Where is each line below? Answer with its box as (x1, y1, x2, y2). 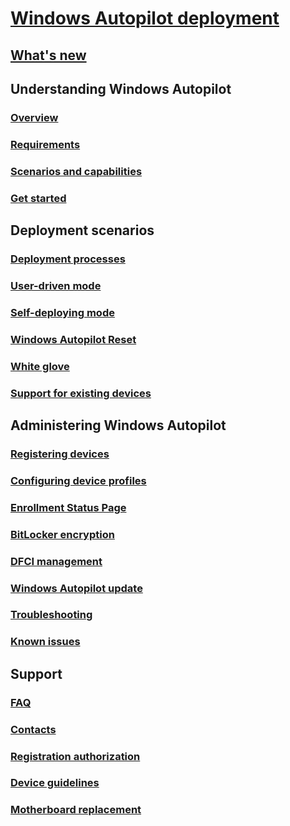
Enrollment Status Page (10, 500, 127, 514)
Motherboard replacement (10, 803, 142, 817)
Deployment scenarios (10, 222, 155, 239)
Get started (10, 191, 67, 205)
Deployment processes (10, 252, 126, 266)
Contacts (10, 722, 57, 736)
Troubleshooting (10, 608, 93, 622)
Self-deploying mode (10, 305, 115, 319)
